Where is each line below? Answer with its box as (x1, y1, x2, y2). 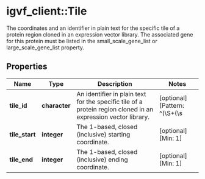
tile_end (9, 155, 34, 164)
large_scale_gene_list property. (6, 44, 84, 51)
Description (97, 79, 132, 88)
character (41, 101, 71, 110)
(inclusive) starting (76, 130, 131, 138)
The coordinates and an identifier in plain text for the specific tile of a (6, 24, 180, 32)
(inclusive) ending (76, 155, 128, 164)
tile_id (9, 101, 27, 110)
